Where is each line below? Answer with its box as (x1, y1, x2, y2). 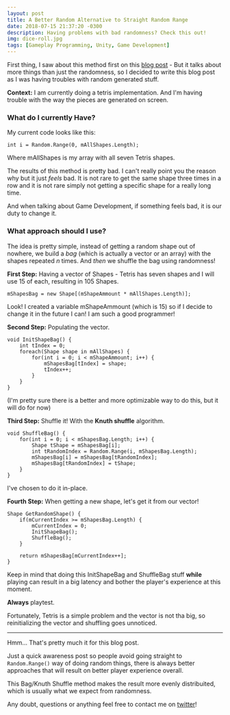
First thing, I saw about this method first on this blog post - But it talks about (7, 61, 222, 68)
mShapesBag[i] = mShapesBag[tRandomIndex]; (31, 453, 157, 461)
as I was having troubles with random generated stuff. (7, 75, 159, 83)
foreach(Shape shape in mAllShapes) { (19, 348, 130, 355)
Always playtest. (7, 598, 55, 606)
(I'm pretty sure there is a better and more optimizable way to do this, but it (7, 396, 219, 404)
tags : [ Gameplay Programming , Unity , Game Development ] (7, 42, 170, 49)
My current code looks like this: (7, 128, 96, 137)
